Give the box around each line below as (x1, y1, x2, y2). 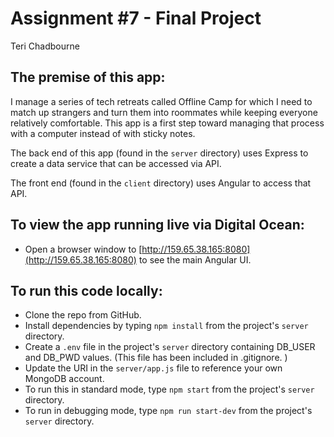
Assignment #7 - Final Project (10, 7, 262, 30)
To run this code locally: (10, 282, 163, 299)
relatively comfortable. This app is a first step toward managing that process (10, 117, 325, 129)
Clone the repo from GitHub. (24, 309, 142, 321)
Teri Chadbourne (10, 40, 80, 52)
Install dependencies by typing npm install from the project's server (24, 320, 309, 332)
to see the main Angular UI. (138, 253, 252, 266)
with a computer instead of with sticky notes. (10, 127, 196, 139)
